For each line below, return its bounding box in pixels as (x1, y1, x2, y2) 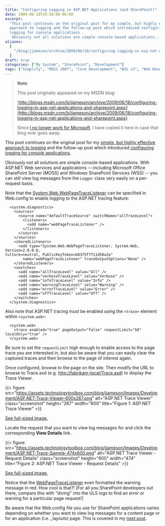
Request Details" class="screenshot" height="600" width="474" (5, 456, 136, 461)
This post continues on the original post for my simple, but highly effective (5, 140, 156, 145)
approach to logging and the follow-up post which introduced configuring (5, 145, 154, 150)
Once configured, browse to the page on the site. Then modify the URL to (5, 365, 154, 370)
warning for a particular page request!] (5, 495, 83, 501)
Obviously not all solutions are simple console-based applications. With (5, 160, 150, 165)
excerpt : (5, 16, 23, 21)
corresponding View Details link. (5, 430, 72, 436)
